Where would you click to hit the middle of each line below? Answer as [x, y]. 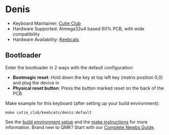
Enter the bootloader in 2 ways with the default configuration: [69, 67]
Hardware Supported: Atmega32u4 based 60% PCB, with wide [78, 28]
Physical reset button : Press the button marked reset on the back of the [88, 88]
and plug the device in [36, 82]
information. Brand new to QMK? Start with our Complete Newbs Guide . [80, 127]
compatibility [26, 34]
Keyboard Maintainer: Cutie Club [47, 23]
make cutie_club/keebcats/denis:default [49, 112]
